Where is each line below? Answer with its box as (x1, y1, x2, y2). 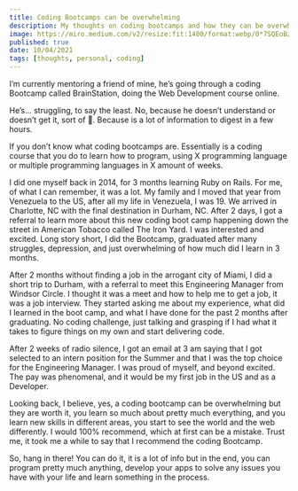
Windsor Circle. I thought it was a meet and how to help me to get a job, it (9, 289, 278, 299)
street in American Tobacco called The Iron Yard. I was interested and (9, 224, 264, 235)
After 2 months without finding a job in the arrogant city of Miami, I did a (9, 269, 273, 280)
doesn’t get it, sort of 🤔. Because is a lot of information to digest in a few (9, 114, 273, 125)
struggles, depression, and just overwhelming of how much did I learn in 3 (9, 243, 280, 253)
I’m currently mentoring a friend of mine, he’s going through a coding (9, 79, 262, 89)
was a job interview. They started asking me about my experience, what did (9, 298, 286, 308)
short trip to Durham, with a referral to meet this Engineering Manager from (9, 279, 284, 289)
